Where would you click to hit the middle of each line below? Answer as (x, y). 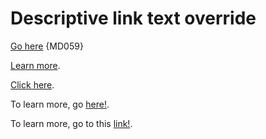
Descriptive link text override (133, 18)
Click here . (32, 84)
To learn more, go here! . (60, 104)
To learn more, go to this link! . (71, 123)
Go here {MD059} (47, 46)
